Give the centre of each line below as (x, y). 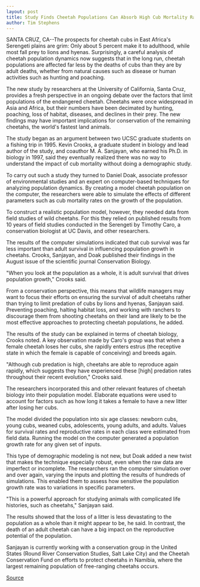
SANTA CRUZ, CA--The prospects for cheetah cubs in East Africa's (89, 40)
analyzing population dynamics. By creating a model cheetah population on (99, 188)
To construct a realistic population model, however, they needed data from (98, 212)
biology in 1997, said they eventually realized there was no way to (86, 158)
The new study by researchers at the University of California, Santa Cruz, (96, 89)
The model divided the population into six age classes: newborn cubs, (92, 419)
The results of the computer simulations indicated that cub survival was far (98, 243)
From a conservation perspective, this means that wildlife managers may (95, 291)
